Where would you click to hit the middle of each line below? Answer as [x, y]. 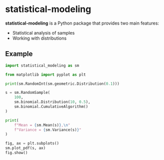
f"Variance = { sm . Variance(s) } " [48, 130]
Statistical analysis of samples [43, 33]
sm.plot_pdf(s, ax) [25, 148]
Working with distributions [39, 38]
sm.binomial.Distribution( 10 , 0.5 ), [52, 102]
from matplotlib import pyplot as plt [45, 74]
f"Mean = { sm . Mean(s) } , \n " [42, 125]
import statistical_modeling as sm [42, 65]
